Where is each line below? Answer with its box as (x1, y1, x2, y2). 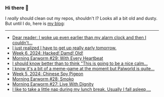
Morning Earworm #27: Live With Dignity (12, 81, 94, 87)
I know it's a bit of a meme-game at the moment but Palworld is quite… (12, 66, 155, 72)
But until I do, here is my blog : (5, 20, 65, 26)
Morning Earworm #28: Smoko (12, 76, 74, 82)
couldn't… (12, 40, 33, 46)
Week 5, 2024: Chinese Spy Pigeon (12, 71, 84, 77)
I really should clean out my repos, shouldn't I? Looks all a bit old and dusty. (5, 16, 158, 21)
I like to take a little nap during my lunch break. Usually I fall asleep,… (12, 86, 151, 92)
